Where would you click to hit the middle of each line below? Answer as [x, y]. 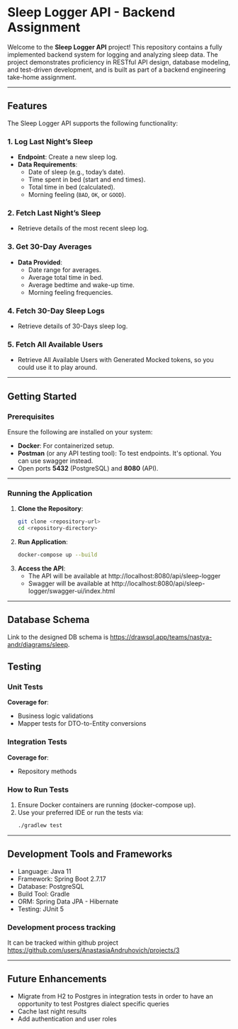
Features [27, 106]
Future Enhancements [57, 979]
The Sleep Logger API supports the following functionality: [93, 123]
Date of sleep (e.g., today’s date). [76, 172]
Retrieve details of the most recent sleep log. [83, 228]
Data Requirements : [47, 164]
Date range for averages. [64, 269]
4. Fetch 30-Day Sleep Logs [56, 310]
